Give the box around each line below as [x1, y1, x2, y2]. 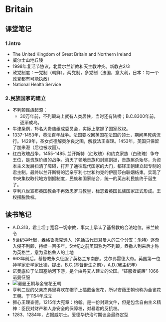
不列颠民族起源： [12, 107, 48, 113]
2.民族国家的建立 [5, 95, 46, 102]
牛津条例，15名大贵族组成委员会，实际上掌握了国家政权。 [12, 126, 131, 132]
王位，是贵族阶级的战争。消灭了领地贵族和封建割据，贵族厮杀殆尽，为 [12, 157, 157, 163]
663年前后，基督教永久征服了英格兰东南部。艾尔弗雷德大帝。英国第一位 [12, 255, 161, 261]
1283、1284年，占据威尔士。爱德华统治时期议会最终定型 [12, 312, 129, 318]
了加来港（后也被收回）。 [12, 145, 63, 151]
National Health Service [12, 81, 61, 87]
